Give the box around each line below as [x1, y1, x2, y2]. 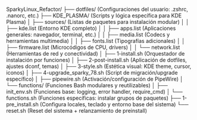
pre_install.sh [6, 101, 39, 107]
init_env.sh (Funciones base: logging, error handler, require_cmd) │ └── [6, 88, 183, 95]
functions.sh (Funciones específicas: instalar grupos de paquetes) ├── [6, 94, 182, 101]
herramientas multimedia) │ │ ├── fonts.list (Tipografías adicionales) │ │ [6, 38, 186, 44]
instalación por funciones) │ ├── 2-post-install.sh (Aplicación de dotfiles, [6, 57, 187, 63]
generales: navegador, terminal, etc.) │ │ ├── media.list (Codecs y [6, 31, 170, 38]
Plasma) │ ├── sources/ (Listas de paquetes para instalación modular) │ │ [6, 19, 189, 25]
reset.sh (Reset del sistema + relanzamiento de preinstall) [6, 107, 148, 114]
